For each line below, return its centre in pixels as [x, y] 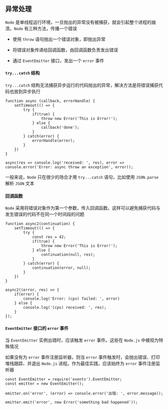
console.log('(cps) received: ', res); [65, 308]
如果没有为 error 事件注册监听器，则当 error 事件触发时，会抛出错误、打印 [83, 357]
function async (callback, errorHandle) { [50, 101]
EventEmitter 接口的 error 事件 [37, 328]
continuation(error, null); [61, 268]
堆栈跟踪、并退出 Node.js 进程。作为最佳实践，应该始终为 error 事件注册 [80, 364]
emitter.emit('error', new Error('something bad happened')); [71, 402]
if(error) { [27, 294]
